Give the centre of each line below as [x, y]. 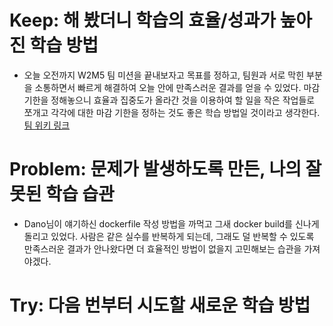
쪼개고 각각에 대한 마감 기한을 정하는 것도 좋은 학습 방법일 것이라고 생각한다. [172, 112]
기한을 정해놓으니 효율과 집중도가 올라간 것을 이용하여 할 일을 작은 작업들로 [169, 100]
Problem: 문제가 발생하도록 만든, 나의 [155, 169]
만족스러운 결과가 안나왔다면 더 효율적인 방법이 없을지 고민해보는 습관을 [162, 248]
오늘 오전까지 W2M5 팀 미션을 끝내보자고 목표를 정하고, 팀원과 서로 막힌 [164, 75]
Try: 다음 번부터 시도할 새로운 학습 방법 [160, 305]
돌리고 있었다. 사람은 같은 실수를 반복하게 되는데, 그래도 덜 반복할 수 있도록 [169, 236]
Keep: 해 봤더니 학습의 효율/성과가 [142, 20]
